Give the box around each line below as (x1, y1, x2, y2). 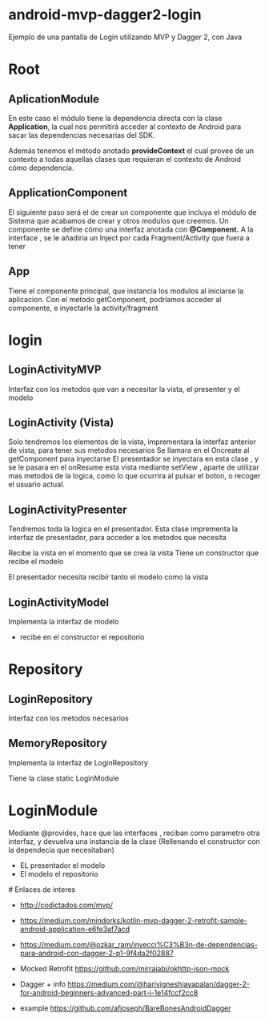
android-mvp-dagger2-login (8, 6, 202, 24)
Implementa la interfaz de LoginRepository (8, 757, 148, 767)
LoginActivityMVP (8, 363, 102, 377)
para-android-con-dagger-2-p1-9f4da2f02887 (19, 948, 175, 958)
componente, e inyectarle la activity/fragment (8, 303, 159, 313)
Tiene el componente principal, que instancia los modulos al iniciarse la (8, 286, 244, 296)
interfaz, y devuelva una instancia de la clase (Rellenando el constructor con (8, 836, 260, 846)
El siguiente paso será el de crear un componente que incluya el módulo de (8, 207, 257, 217)
